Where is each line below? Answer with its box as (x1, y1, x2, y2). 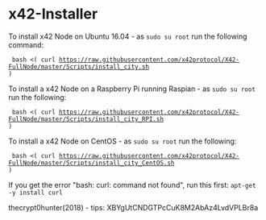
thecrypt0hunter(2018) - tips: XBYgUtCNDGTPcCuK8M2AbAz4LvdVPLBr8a (8, 202, 259, 212)
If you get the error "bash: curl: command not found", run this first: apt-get (8, 180, 256, 189)
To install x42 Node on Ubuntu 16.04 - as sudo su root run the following (8, 31, 247, 41)
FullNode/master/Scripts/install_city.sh (8, 62, 150, 71)
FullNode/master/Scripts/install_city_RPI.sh (8, 114, 164, 123)
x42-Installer (8, 5, 98, 23)
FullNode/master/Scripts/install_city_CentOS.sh (8, 159, 175, 167)
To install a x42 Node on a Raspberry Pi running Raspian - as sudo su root (8, 84, 256, 93)
